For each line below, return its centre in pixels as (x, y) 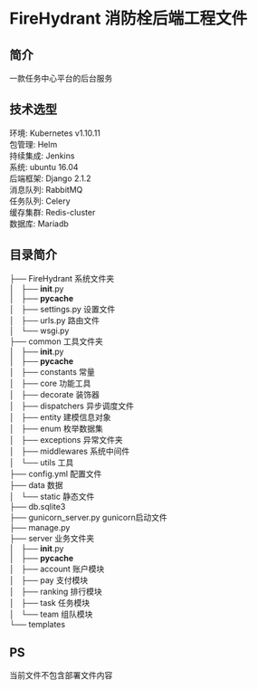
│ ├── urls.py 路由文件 (54, 320)
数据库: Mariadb (39, 224)
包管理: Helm (33, 144)
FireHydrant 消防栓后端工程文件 (128, 19)
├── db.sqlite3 (38, 506)
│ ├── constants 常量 (52, 371)
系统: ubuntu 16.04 (44, 167)
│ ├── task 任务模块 (50, 602)
